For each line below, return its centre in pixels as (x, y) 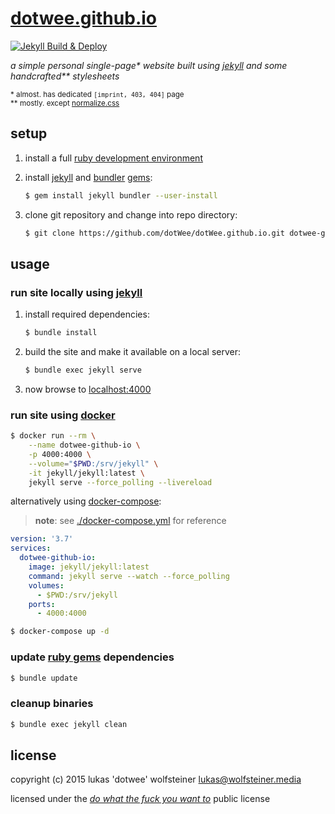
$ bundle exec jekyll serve (83, 370)
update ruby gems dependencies (92, 657)
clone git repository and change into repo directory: (131, 214)
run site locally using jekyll (76, 292)
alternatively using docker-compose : (86, 501)
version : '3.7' (42, 539)
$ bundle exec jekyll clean (69, 724)
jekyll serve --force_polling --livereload (120, 482)
